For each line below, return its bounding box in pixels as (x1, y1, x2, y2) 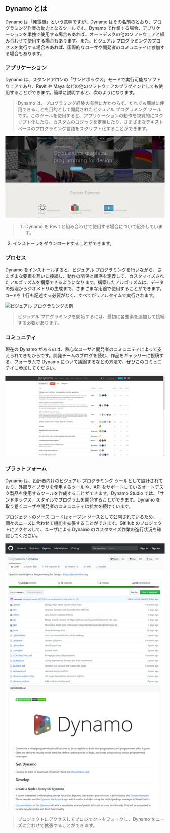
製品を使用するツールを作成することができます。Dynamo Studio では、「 (9, 490, 160, 496)
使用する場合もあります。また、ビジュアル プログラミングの (27, 37, 152, 44)
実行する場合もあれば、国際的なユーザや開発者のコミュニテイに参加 (18, 44, 160, 50)
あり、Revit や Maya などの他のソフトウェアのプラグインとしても (22, 83, 159, 89)
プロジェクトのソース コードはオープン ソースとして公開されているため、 (5, 514, 158, 520)
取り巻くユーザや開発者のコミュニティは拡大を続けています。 (5, 503, 133, 509)
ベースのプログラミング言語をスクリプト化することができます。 (17, 126, 150, 132)
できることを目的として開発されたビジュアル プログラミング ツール (22, 106, 162, 112)
